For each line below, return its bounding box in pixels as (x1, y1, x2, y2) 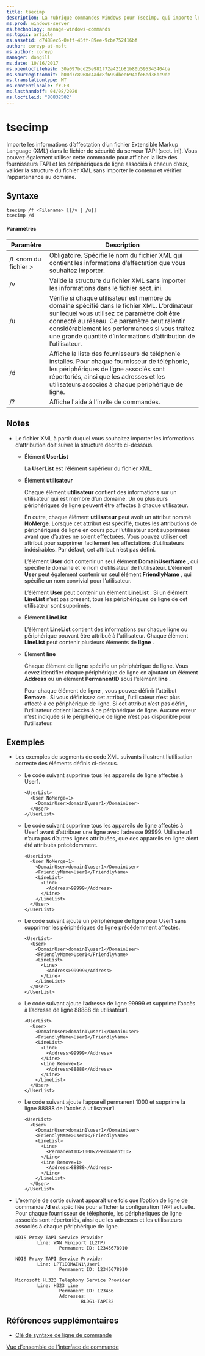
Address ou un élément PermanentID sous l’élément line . (24, 675, 171, 682)
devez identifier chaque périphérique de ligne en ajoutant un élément (24, 668, 198, 676)
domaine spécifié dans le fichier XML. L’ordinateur (49, 301, 193, 310)
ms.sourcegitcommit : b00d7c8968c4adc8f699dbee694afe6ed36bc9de (6, 71, 171, 78)
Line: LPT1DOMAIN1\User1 (37, 1261, 101, 1267)
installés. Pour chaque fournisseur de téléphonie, (49, 357, 190, 365)
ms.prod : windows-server (6, 20, 70, 26)
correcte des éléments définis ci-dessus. (15, 760, 119, 767)
